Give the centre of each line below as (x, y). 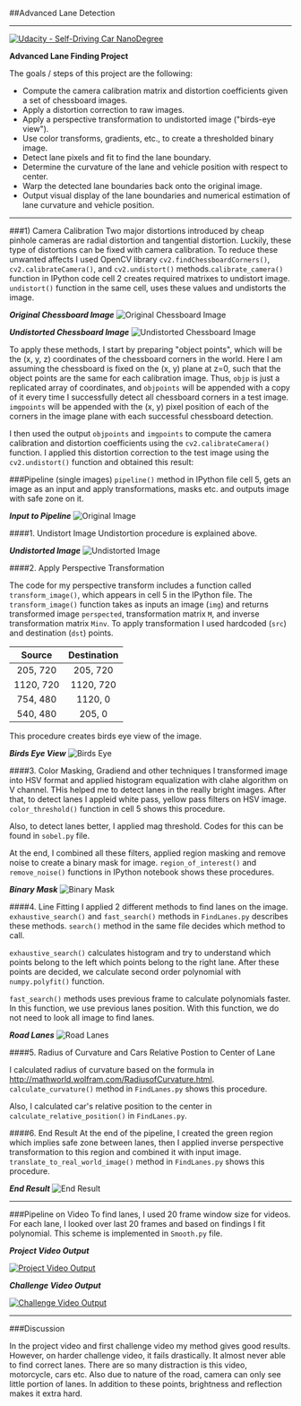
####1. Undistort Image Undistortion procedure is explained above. (133, 533)
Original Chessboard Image (62, 315)
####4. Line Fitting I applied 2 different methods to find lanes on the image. (149, 907)
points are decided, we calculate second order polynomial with (125, 972)
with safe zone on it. (47, 498)
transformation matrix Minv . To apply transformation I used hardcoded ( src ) (148, 623)
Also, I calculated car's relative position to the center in (111, 1106)
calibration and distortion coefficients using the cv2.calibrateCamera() (140, 443)
